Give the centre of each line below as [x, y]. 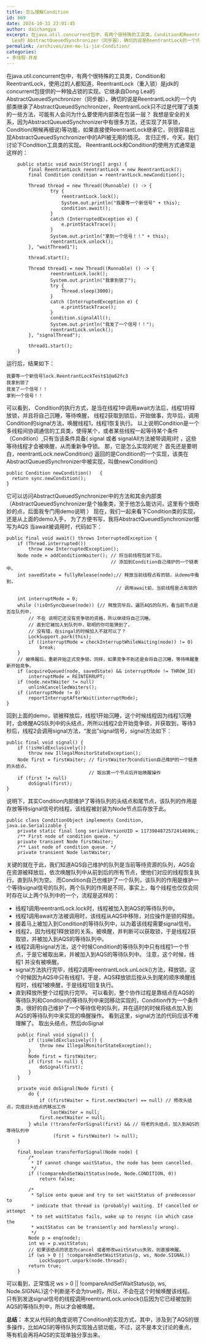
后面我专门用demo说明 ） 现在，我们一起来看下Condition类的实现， [113, 511]
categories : [21, 52]
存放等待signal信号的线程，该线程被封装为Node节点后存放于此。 [88, 808]
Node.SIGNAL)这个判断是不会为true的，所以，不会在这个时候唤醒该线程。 [100, 1291]
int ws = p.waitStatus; [59, 1243]
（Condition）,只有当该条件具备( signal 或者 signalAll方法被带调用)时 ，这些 [101, 438]
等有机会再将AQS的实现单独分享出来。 [55, 1335]
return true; [45, 1266]
